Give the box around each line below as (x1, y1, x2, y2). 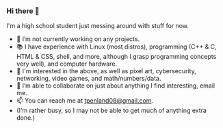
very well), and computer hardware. (16, 60, 118, 68)
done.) (16, 114, 36, 122)
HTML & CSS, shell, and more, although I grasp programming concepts (16, 53, 217, 61)
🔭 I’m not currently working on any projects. (16, 35, 140, 43)
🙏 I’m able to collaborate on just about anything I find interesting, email (16, 81, 215, 90)
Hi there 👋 (6, 6, 40, 16)
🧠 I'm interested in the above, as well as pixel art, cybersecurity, (16, 67, 196, 75)
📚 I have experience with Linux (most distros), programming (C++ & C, (16, 42, 217, 51)
